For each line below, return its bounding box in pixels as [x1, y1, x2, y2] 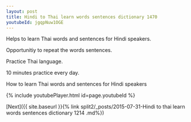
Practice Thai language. [6, 58, 63, 65]
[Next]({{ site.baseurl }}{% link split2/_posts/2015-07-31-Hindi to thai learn [6, 103, 185, 110]
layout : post [6, 8, 38, 15]
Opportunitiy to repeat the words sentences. [6, 47, 112, 54]
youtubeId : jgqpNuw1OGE [6, 19, 64, 25]
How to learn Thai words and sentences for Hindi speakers [6, 81, 147, 88]
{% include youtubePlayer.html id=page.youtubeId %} [6, 92, 136, 99]
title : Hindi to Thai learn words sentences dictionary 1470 [6, 14, 158, 20]
